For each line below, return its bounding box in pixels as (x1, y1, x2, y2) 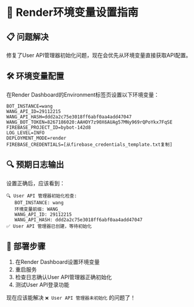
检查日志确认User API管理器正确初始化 (15, 274, 113, 281)
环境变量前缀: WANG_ (14, 206, 61, 212)
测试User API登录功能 (15, 281, 70, 289)
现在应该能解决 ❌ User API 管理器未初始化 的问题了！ (6, 294, 136, 302)
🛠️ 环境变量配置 (6, 71, 64, 81)
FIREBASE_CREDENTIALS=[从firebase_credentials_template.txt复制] (6, 141, 173, 148)
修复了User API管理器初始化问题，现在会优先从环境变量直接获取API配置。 (6, 52, 192, 58)
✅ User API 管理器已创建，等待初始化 (6, 223, 92, 229)
